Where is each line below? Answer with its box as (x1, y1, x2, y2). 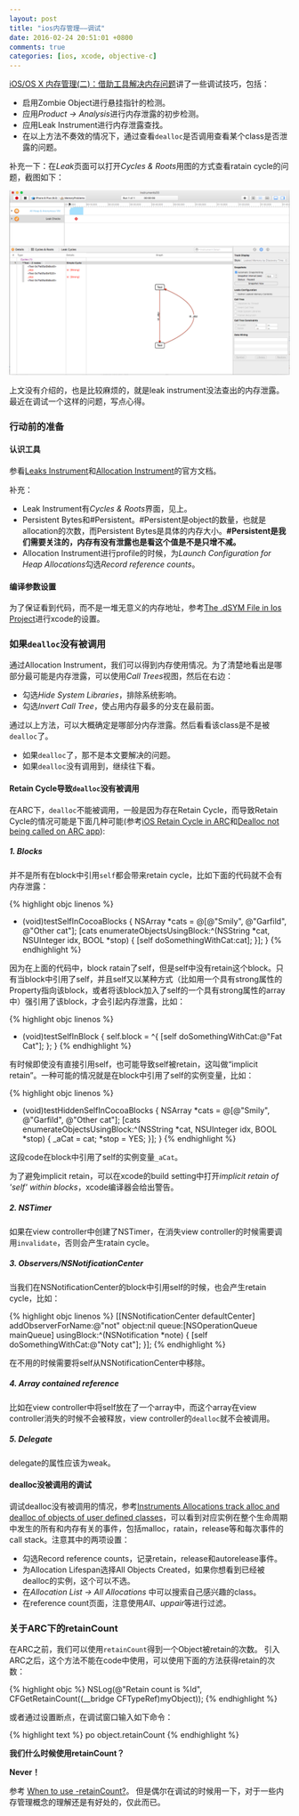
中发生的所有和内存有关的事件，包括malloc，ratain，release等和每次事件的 (9, 1522, 284, 1534)
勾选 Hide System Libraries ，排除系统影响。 (21, 690, 182, 700)
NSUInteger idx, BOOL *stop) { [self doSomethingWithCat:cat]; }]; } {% (21, 934, 282, 945)
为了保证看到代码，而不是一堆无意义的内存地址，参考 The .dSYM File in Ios (9, 602, 282, 613)
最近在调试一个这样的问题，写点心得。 (9, 396, 149, 407)
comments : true (9, 43, 66, 52)
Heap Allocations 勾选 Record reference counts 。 (21, 559, 200, 569)
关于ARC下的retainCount (9, 1622, 118, 1634)
